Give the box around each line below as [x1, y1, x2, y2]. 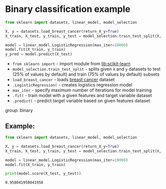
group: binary [5, 107, 33, 113]
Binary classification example [5, 3, 131, 15]
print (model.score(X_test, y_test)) [5, 171, 81, 176]
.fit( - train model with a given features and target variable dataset [12, 93, 152, 98]
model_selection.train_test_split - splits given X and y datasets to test [12, 66, 161, 72]
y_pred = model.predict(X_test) [5, 52, 72, 57]
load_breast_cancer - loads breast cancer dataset [12, 77, 115, 83]
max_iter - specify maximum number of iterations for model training [12, 87, 152, 93]
